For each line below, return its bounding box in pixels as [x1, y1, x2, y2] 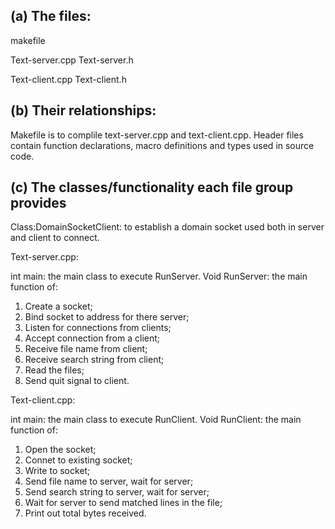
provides [10, 195, 67, 212]
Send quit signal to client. [24, 375, 130, 387]
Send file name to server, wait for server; [24, 475, 194, 488]
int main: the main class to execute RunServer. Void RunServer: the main [10, 270, 308, 283]
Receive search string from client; [24, 354, 165, 366]
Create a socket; [24, 300, 93, 313]
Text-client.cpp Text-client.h [10, 73, 127, 85]
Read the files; [24, 364, 85, 376]
